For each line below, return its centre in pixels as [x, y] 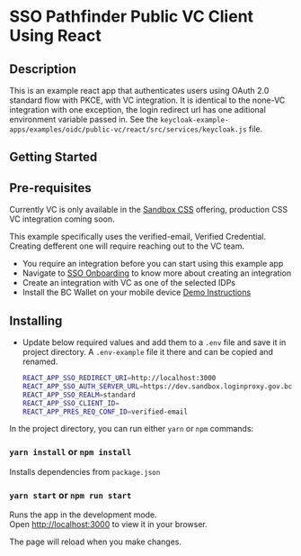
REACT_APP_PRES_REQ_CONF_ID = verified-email [105, 412]
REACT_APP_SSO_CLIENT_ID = [71, 403]
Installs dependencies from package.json [85, 471]
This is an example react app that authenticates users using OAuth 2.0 [139, 91]
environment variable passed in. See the [84, 119]
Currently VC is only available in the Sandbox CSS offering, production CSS [149, 210]
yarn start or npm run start [71, 495]
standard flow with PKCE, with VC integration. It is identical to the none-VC [147, 100]
